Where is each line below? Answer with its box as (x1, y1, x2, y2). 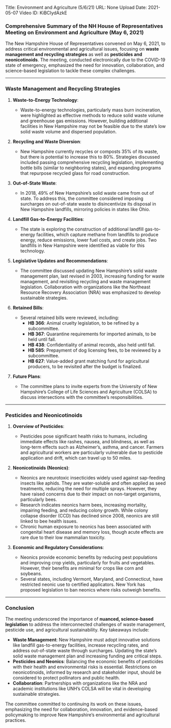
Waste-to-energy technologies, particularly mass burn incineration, (20, 107, 162, 113)
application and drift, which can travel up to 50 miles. (20, 454, 132, 461)
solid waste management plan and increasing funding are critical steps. (12, 653, 163, 659)
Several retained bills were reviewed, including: (20, 314, 120, 321)
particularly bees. (20, 496, 58, 503)
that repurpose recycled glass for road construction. (20, 170, 130, 176)
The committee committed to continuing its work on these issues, (5, 701, 142, 707)
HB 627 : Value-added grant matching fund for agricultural (27, 358, 149, 364)
